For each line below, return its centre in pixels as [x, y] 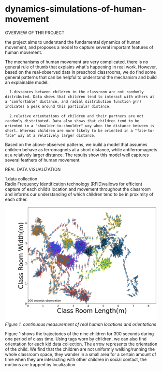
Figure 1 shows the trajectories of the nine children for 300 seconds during [80, 334]
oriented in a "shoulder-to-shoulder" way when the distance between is [80, 126]
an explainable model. [27, 82]
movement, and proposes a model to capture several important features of [79, 47]
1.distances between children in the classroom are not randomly [77, 92]
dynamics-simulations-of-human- [76, 9]
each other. [16, 199]
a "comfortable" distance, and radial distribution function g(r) [73, 101]
